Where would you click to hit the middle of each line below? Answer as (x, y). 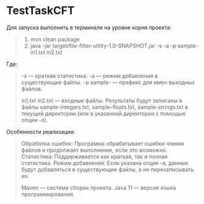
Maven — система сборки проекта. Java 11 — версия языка (99, 188)
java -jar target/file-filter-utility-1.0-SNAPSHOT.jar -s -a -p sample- (114, 46)
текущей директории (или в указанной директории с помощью (104, 113)
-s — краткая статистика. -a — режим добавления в (90, 76)
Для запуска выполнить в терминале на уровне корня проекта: (89, 27)
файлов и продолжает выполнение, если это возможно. (94, 150)
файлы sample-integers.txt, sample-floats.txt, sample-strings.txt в (104, 107)
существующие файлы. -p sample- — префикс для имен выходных (108, 82)
